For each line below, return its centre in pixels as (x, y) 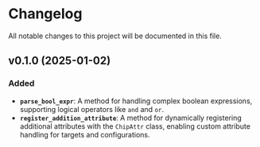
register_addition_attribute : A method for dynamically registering (130, 118)
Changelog (45, 14)
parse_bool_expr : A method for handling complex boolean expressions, (136, 101)
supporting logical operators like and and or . (92, 109)
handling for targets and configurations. (85, 134)
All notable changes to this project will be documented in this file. (115, 36)
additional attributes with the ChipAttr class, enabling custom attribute (135, 126)
